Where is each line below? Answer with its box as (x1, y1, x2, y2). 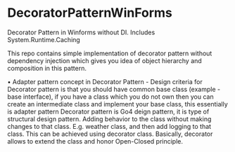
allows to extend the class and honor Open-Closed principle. (7, 137, 184, 145)
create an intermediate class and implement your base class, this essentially (7, 99, 228, 108)
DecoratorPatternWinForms (7, 5, 172, 21)
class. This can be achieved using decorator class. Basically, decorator (7, 130, 213, 138)
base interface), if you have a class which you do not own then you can (7, 92, 214, 101)
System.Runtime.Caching (7, 35, 81, 43)
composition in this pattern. (7, 64, 87, 72)
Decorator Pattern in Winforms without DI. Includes (7, 28, 155, 36)
